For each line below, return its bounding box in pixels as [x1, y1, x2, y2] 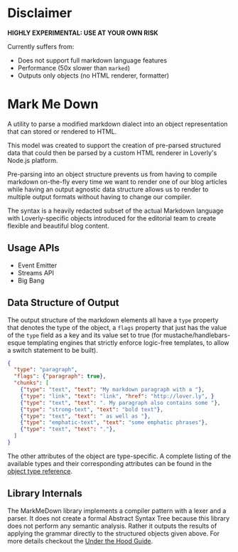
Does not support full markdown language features [17, 55, 168, 65]
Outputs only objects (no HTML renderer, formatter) [17, 71, 169, 80]
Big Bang [17, 276, 45, 285]
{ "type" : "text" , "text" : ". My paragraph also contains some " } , [20, 399, 221, 406]
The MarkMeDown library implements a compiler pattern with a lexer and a [7, 506, 227, 515]
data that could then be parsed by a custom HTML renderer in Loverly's [7, 148, 217, 157]
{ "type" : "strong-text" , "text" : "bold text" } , [20, 405, 163, 413]
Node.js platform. [7, 156, 58, 164]
